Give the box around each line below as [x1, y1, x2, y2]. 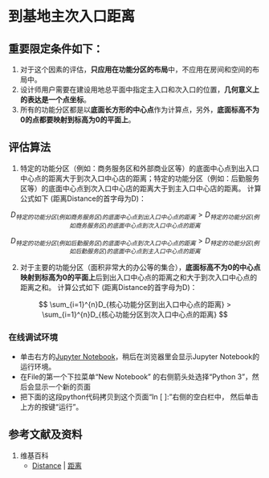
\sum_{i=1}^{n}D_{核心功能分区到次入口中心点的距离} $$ [41, 310, 229, 320]
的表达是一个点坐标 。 [19, 95, 91, 104]
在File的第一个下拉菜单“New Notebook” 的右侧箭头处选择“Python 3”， [19, 371, 253, 382]
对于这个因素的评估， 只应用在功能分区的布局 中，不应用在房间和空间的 [19, 65, 253, 74]
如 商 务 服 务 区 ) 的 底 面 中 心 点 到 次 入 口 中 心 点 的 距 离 [69, 222, 201, 230]
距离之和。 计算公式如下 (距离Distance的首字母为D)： [19, 283, 198, 292]
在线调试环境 [8, 332, 59, 343]
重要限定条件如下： [8, 42, 104, 55]
